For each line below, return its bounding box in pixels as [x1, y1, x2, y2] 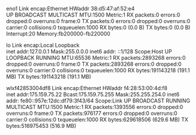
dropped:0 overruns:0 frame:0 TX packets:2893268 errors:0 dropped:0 [6, 60, 182, 67]
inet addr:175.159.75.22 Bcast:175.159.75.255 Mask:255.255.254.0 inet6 [6, 91, 180, 98]
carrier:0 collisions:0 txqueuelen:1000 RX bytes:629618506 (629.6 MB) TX [6, 116, 189, 123]
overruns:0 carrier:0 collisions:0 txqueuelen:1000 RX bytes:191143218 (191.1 [6, 67, 190, 73]
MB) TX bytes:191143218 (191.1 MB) [6, 73, 91, 80]
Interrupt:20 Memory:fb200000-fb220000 [6, 30, 111, 37]
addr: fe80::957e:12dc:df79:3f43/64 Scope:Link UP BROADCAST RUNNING [6, 97, 191, 104]
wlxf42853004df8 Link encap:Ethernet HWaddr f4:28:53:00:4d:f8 [6, 85, 167, 91]
